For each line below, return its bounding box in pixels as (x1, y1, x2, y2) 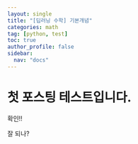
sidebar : (7, 50, 33, 57)
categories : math (7, 23, 59, 31)
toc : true (7, 37, 37, 44)
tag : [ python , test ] (7, 30, 69, 38)
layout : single (7, 10, 52, 18)
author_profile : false (7, 43, 74, 50)
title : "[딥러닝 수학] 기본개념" (7, 17, 93, 24)
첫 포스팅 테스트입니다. (7, 89, 132, 105)
